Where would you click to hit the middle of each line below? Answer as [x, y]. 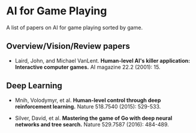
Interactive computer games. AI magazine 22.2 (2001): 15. [88, 67]
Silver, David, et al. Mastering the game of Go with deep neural [94, 118]
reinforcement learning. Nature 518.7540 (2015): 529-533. [88, 106]
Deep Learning [34, 86]
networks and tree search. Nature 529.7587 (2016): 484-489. [92, 124]
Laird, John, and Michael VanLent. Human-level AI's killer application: [102, 60]
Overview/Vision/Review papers [68, 46]
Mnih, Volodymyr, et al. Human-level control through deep [88, 100]
